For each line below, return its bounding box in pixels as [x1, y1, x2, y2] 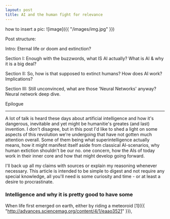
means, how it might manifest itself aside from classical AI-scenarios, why [5, 142, 160, 148]
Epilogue [5, 100, 24, 106]
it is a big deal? [5, 61, 37, 67]
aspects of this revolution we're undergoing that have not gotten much [5, 131, 152, 137]
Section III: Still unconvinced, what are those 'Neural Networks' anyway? [5, 85, 157, 91]
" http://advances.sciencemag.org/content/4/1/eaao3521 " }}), [5, 208, 133, 214]
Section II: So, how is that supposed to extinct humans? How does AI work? [5, 70, 163, 76]
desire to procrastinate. [5, 179, 54, 185]
